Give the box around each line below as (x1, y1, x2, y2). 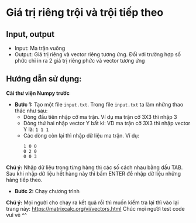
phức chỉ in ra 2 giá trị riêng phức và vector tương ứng (14, 57, 145, 64)
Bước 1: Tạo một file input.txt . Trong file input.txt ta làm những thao (14, 101, 184, 108)
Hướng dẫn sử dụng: (6, 74, 82, 84)
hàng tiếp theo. (6, 176, 43, 183)
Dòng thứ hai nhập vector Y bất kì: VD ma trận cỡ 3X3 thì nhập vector (23, 119, 191, 126)
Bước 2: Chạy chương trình (14, 187, 80, 194)
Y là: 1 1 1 (23, 126, 49, 133)
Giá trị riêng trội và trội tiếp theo (6, 6, 164, 19)
